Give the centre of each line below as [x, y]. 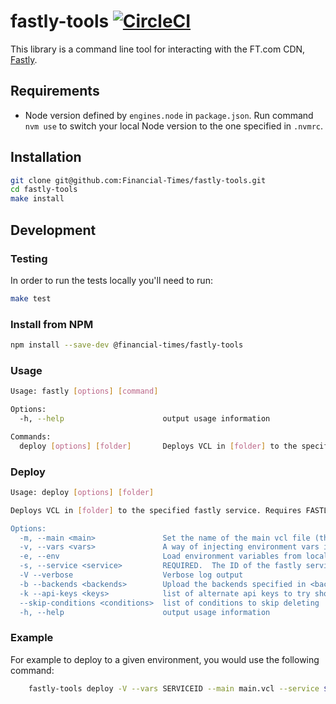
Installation [46, 157]
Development [53, 230]
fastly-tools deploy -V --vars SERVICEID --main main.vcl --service [174, 688]
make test [31, 298]
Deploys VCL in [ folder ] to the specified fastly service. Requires [156, 510]
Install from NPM [52, 324]
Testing [29, 258]
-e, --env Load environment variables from [160, 556]
